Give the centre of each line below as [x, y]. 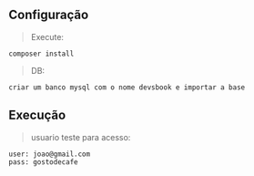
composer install [41, 54]
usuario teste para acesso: [81, 137]
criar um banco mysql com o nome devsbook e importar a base [127, 87]
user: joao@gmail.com [50, 154]
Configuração [49, 15]
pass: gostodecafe [43, 162]
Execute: [47, 36]
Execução [37, 115]
